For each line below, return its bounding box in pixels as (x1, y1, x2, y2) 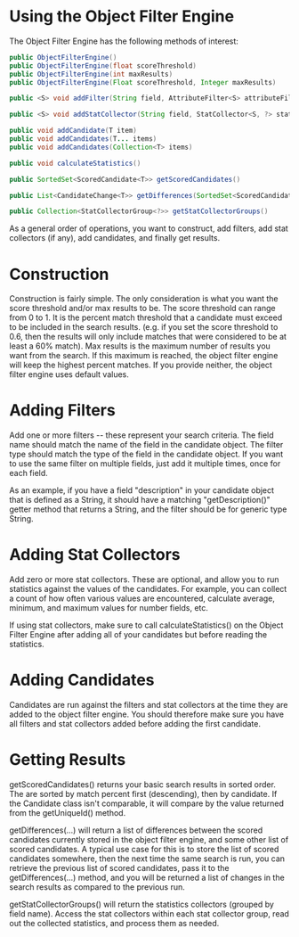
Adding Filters (9, 400, 116, 421)
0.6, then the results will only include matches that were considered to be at (9, 332, 287, 342)
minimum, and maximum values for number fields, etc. (9, 603, 209, 613)
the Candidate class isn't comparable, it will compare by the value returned (9, 798, 285, 809)
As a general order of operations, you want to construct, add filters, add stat (9, 223, 289, 234)
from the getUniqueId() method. (9, 808, 126, 818)
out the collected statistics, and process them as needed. (9, 918, 220, 928)
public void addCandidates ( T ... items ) (9, 135, 158, 144)
